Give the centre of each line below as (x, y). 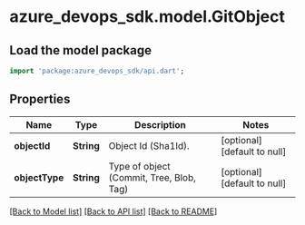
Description (160, 124)
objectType (39, 177)
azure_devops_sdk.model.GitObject (148, 17)
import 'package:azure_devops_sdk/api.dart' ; (97, 71)
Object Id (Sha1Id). (149, 145)
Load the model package (81, 50)
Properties (40, 99)
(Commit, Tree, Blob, (152, 177)
